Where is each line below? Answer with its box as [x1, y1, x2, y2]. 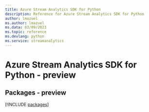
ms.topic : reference [5, 29, 47, 34]
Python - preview [5, 70, 76, 80]
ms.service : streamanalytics [5, 39, 64, 43]
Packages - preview [5, 89, 66, 97]
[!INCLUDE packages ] [5, 101, 49, 107]
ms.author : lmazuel [5, 20, 45, 26]
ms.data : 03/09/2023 [5, 25, 47, 30]
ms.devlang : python [5, 34, 45, 39]
